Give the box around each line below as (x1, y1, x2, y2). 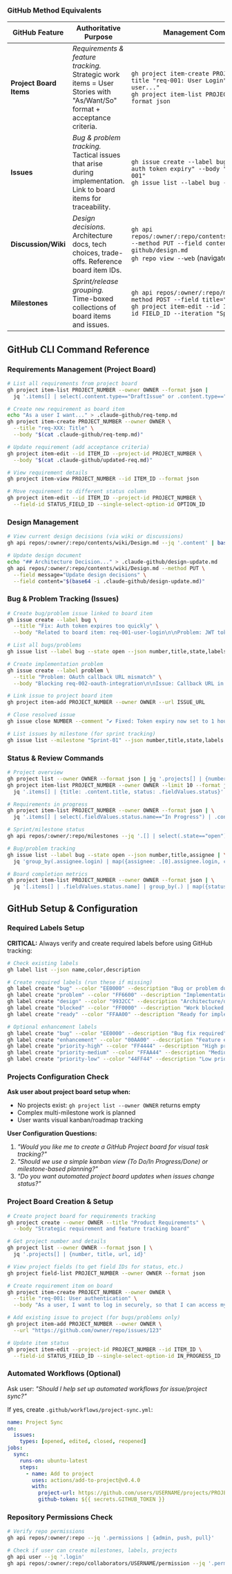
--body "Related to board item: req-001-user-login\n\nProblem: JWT (13, 629, 215, 636)
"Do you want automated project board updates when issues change (17, 1172, 215, 1180)
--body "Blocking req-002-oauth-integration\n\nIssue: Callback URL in (13, 680, 224, 687)
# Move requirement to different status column (7, 488, 147, 495)
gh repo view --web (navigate (130, 254, 228, 263)
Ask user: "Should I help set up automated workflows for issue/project (7, 1384, 207, 1392)
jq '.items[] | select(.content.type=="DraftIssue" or (13, 393, 175, 400)
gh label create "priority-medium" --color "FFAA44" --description (7, 1049, 206, 1056)
